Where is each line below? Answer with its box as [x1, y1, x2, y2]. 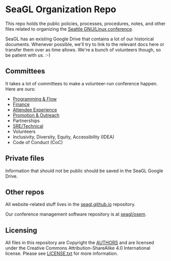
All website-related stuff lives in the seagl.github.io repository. [5, 201, 136, 207]
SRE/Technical [12, 123, 43, 129]
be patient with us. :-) [5, 52, 51, 58]
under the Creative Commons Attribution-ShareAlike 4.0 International [5, 245, 151, 251]
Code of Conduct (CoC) [12, 139, 63, 145]
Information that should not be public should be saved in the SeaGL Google [5, 168, 163, 174]
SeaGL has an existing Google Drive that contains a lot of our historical [5, 36, 154, 42]
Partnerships [12, 117, 40, 124]
